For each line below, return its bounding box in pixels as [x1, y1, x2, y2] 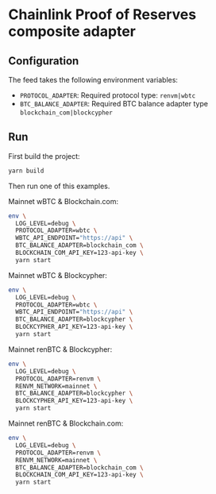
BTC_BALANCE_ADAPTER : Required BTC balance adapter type [19, 99, 209, 108]
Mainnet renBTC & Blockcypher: [8, 344, 113, 354]
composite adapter [8, 22, 137, 41]
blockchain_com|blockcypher [19, 109, 113, 117]
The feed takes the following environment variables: [8, 75, 179, 84]
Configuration [8, 54, 79, 68]
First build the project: [8, 151, 81, 160]
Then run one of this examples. [8, 181, 110, 191]
